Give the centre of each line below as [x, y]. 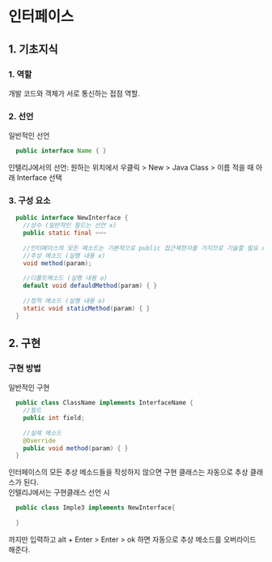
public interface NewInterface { [72, 218]
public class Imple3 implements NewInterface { [96, 508]
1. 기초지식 [33, 49]
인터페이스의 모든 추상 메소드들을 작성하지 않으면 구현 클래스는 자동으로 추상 [128, 472]
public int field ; [54, 418]
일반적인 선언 [29, 135]
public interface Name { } [61, 151]
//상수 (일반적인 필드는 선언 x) [70, 225]
